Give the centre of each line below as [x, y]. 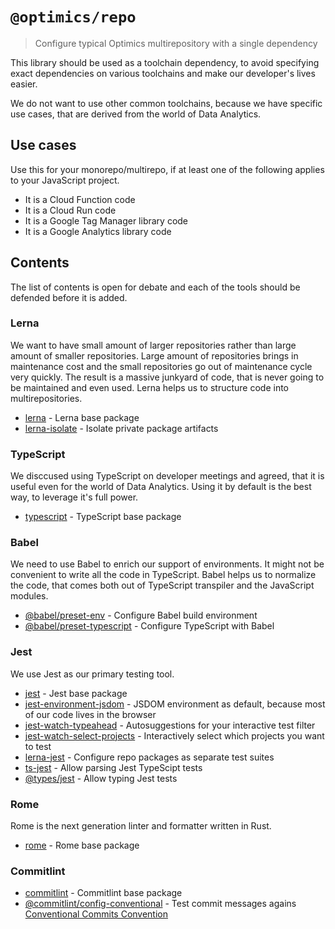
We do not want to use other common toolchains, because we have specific [166, 103]
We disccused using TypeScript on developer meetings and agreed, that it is [167, 476]
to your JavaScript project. [65, 180]
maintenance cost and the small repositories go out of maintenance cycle [161, 366]
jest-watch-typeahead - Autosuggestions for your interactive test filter [170, 725]
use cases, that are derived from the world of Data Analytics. [136, 114]
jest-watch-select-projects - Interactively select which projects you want [174, 735]
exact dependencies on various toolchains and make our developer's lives [163, 73]
